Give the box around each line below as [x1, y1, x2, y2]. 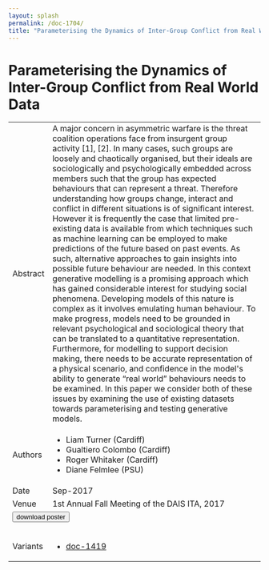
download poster [16, 513, 66, 521]
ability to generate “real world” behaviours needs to [51, 373, 247, 384]
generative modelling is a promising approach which [51, 273, 249, 284]
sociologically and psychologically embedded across [51, 163, 252, 175]
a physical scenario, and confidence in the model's [51, 363, 244, 375]
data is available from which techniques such [83, 223, 254, 235]
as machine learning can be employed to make [51, 233, 228, 244]
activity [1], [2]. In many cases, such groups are [51, 143, 234, 155]
